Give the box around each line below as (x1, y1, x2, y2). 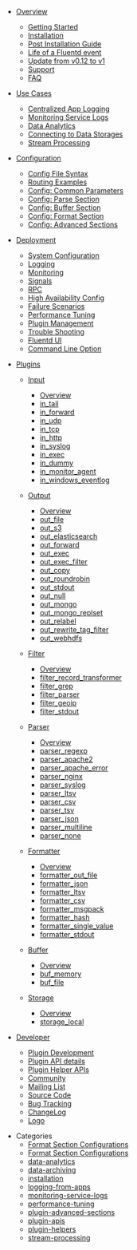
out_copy (39, 566, 70, 575)
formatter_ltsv (39, 888, 86, 896)
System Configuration (27, 251, 100, 260)
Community (27, 1074, 66, 1082)
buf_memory (39, 969, 82, 979)
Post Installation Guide (27, 39, 102, 49)
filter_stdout (39, 706, 80, 716)
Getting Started (27, 22, 78, 31)
